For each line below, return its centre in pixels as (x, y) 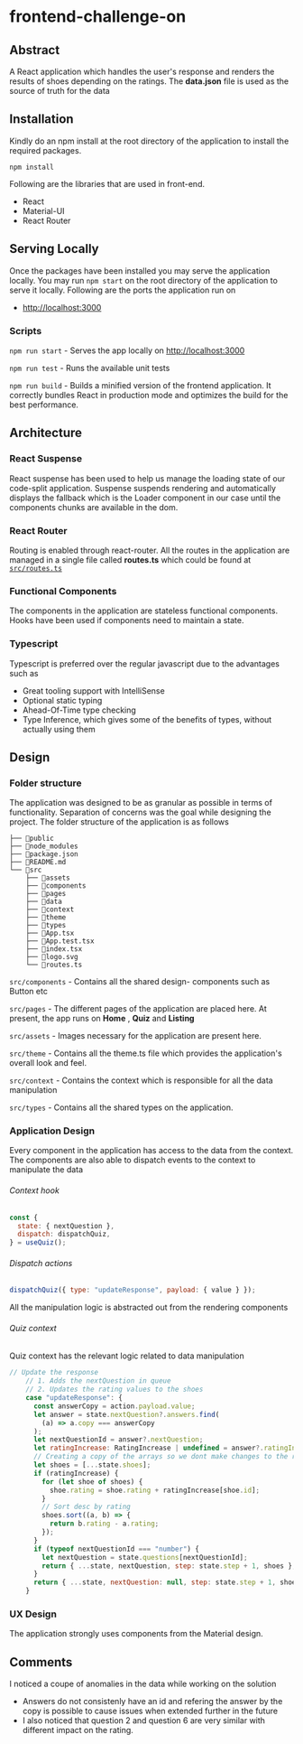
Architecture (46, 433)
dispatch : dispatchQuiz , (64, 1235)
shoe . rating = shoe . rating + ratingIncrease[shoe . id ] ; (154, 1490)
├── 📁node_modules (44, 846)
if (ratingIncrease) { (76, 1473)
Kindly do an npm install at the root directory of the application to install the (149, 141)
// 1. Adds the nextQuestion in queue (98, 1381)
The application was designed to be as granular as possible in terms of (141, 803)
